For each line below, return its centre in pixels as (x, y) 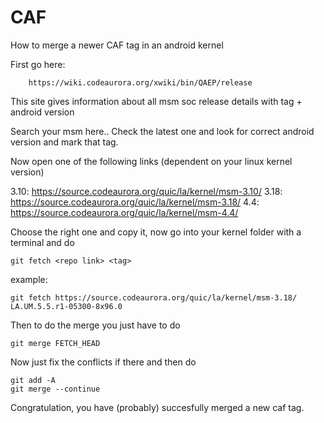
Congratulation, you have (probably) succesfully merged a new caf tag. (157, 407)
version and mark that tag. (64, 142)
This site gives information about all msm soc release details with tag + (156, 101)
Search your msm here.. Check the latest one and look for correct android (162, 131)
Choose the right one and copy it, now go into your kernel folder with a (156, 232)
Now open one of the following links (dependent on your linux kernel (151, 161)
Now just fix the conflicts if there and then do (103, 362)
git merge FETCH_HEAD (55, 343)
